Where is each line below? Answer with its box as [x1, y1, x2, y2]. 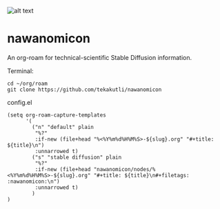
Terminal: [7, 66, 34, 75]
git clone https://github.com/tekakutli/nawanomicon [7, 86, 162, 93]
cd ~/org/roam [7, 80, 48, 87]
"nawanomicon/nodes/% [93, 166, 156, 172]
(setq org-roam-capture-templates [7, 111, 107, 119]
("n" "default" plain [32, 123, 94, 130]
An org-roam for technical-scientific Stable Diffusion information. [7, 53, 192, 61]
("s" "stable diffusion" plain [32, 154, 122, 161]
